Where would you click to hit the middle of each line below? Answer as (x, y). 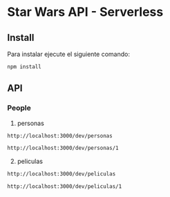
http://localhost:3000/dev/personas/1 (63, 148)
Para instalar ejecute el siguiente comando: (68, 54)
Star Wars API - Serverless (85, 12)
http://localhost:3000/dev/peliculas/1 (65, 187)
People (19, 108)
